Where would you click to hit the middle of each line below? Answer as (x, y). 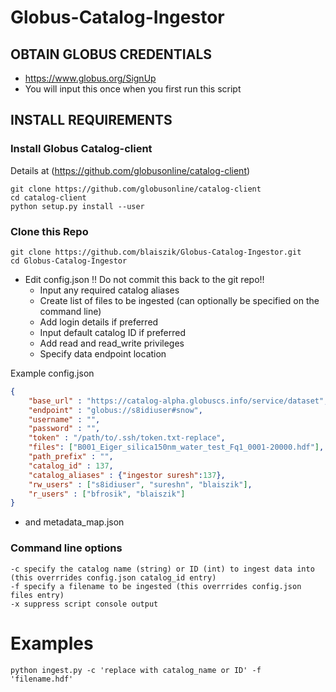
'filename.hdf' (42, 679)
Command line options (66, 548)
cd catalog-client (48, 197)
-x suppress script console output (84, 604)
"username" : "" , (64, 419)
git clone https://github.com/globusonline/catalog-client (136, 189)
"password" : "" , (64, 429)
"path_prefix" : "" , (71, 457)
